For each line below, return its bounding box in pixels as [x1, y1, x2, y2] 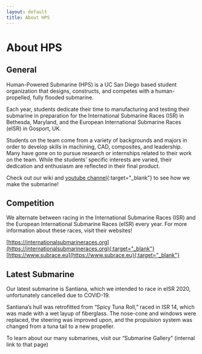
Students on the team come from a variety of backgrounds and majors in [6, 136, 187, 144]
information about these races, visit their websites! [6, 227, 132, 234]
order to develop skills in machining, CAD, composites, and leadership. [6, 143, 183, 150]
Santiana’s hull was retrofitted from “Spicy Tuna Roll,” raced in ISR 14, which [6, 304, 195, 311]
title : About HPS [6, 15, 50, 21]
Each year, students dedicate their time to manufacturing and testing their [6, 105, 190, 113]
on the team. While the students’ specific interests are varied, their [6, 156, 172, 163]
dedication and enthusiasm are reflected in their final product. [6, 162, 160, 170]
